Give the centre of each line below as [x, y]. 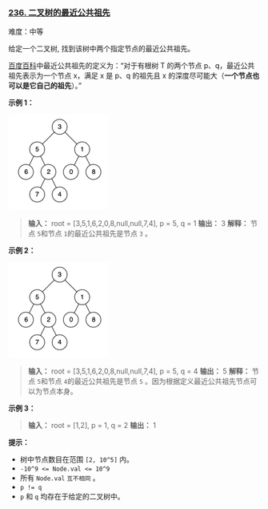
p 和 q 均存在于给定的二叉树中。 [72, 497]
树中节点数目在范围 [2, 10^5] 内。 [77, 459]
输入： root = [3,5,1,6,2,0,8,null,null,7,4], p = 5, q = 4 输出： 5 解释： [139, 371]
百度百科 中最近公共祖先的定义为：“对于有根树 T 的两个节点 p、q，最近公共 [132, 66]
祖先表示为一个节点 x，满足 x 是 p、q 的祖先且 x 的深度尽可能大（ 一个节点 [130, 76]
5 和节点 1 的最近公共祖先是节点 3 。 [95, 233]
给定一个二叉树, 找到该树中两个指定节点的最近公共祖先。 [101, 49]
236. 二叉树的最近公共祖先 [59, 12]
